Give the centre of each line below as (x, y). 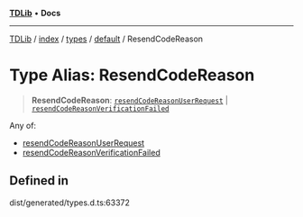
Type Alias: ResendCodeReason (132, 75)
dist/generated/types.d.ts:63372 (70, 203)
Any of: (23, 125)
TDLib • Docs (35, 13)
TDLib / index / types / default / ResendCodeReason (106, 39)
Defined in (39, 181)
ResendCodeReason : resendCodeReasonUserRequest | (129, 100)
